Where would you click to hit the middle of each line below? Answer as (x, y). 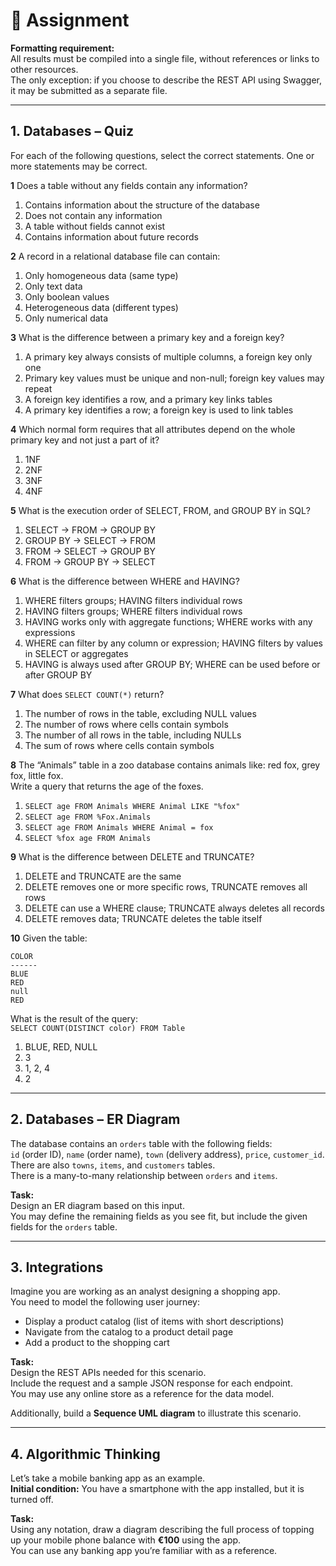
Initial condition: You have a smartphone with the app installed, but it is (157, 1489)
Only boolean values (67, 296)
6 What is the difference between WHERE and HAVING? (125, 581)
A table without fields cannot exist (95, 226)
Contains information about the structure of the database (142, 205)
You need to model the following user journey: (105, 1302)
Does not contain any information (93, 215)
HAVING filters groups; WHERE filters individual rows (133, 611)
